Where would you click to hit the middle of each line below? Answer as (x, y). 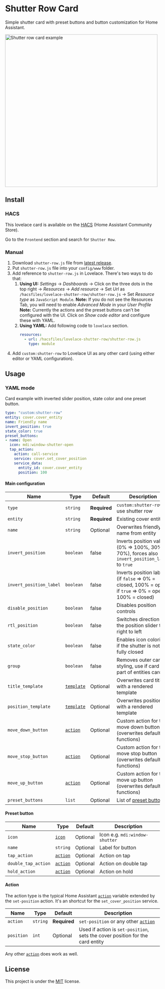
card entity (91, 942)
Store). (12, 230)
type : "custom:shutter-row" (34, 413)
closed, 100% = (135, 585)
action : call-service (36, 454)
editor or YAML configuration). (43, 358)
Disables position (136, 605)
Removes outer (134, 660)
